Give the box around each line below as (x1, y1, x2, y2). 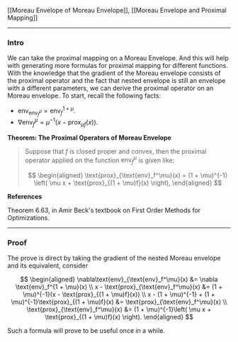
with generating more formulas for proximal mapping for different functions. (7, 62, 228, 70)
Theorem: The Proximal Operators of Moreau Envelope (7, 133, 171, 142)
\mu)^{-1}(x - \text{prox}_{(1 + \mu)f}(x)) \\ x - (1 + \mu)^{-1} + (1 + (22, 290, 216, 299)
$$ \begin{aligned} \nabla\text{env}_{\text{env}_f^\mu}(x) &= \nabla (20, 275, 218, 284)
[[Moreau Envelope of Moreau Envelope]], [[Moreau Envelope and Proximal (7, 6, 227, 14)
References (7, 192, 42, 200)
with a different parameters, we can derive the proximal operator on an (7, 84, 214, 93)
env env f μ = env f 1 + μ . (17, 106, 76, 118)
